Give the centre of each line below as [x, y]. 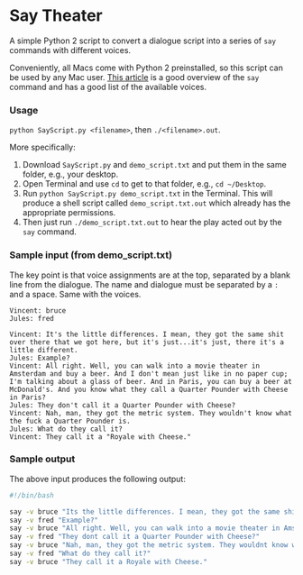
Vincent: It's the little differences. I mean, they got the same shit [147, 334]
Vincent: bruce [38, 310]
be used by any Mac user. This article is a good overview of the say [134, 77]
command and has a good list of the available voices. [108, 87]
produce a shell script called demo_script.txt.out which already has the [156, 203]
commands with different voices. [70, 50]
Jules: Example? [40, 358]
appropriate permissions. [69, 213]
